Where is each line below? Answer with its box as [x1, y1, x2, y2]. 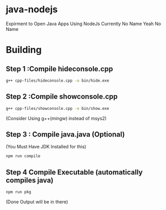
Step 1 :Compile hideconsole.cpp [6, 64, 113, 73]
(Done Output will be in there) [6, 199, 68, 205]
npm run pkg [6, 189, 31, 195]
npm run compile [6, 154, 40, 159]
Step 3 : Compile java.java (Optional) [6, 130, 125, 139]
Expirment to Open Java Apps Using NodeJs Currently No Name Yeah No [6, 21, 161, 27]
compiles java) [6, 176, 54, 184]
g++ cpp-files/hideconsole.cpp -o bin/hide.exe [6, 78, 110, 83]
